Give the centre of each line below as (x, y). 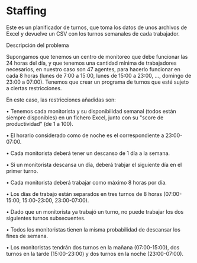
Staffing (27, 11)
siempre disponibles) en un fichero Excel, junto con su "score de (85, 118)
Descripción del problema (38, 45)
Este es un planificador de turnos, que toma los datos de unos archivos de (97, 27)
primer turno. (22, 171)
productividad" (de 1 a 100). (40, 123)
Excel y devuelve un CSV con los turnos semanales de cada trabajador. (93, 33)
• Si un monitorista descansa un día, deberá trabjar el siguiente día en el (94, 164)
